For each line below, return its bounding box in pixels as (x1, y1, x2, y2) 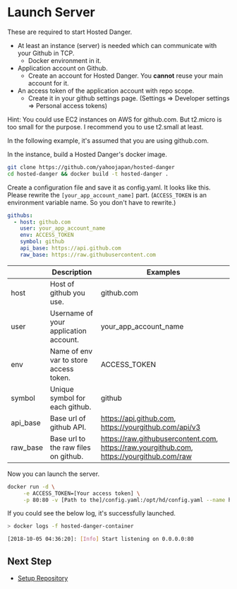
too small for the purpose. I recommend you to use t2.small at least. (7, 122, 204, 131)
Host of (49, 279, 75, 288)
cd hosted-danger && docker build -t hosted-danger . (7, 170, 169, 177)
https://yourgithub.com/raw (100, 451, 192, 461)
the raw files (49, 443, 91, 453)
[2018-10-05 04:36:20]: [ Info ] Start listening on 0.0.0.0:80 (7, 535, 194, 543)
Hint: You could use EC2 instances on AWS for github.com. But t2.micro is (7, 115, 222, 124)
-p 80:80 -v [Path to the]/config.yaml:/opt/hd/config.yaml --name (23, 496, 226, 503)
